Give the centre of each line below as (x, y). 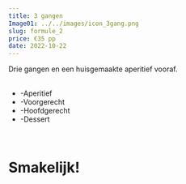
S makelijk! (44, 168)
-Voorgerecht (42, 102)
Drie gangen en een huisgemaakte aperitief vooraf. (93, 69)
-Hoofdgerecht (45, 111)
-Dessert (35, 119)
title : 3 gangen (36, 16)
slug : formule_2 (36, 31)
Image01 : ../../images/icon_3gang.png (74, 24)
